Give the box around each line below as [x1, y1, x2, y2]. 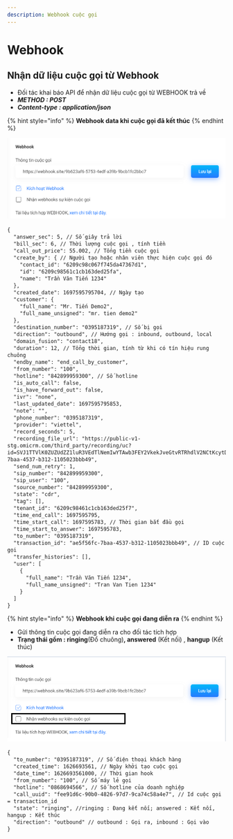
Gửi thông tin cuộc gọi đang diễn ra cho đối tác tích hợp [17, 628, 177, 637]
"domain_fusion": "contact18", [13, 338, 104, 345]
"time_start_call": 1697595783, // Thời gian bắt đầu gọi [13, 519, 185, 526]
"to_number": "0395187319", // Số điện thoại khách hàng [13, 756, 182, 763]
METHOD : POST [17, 95, 67, 104]
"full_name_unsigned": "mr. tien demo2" [19, 310, 138, 317]
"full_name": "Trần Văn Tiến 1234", [25, 575, 132, 582]
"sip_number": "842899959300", [13, 470, 104, 477]
